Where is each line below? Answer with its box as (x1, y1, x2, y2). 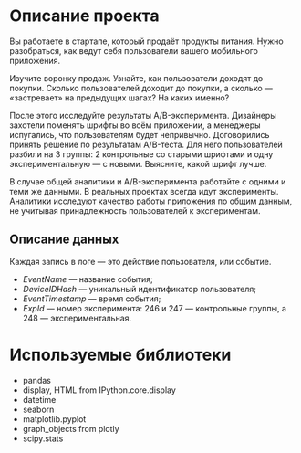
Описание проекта (9, 5, 160, 26)
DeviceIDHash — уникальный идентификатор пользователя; (22, 283, 257, 294)
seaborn (22, 404, 55, 415)
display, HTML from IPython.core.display (22, 385, 176, 395)
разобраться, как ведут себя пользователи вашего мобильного (9, 45, 258, 56)
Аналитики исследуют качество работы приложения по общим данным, (9, 195, 293, 206)
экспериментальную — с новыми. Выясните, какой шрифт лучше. (9, 158, 267, 169)
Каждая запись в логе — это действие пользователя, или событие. (9, 256, 272, 267)
